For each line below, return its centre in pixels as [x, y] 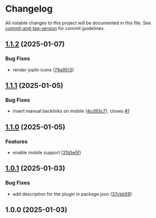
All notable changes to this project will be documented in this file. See [78, 23]
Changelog [29, 9]
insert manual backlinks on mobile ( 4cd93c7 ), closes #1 [71, 111]
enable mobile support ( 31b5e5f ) [47, 152]
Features [17, 141]
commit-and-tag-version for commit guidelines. [55, 28]
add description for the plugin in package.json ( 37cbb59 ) [72, 194]
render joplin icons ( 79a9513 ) [43, 69]
